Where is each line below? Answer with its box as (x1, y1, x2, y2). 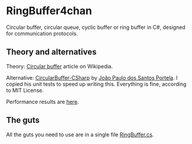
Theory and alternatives (6, 47, 97, 57)
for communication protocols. (6, 30, 78, 37)
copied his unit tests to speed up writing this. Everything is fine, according (6, 80, 187, 87)
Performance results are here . (6, 98, 79, 105)
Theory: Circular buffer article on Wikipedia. (6, 63, 113, 70)
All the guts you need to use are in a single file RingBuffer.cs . (6, 131, 154, 138)
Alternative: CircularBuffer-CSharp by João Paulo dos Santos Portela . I (6, 74, 178, 81)
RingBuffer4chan (6, 4, 93, 18)
